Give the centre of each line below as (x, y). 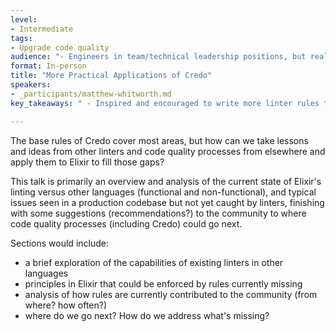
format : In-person (48, 66)
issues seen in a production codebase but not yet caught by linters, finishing (167, 202)
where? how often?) (66, 305)
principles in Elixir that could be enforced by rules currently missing (163, 283)
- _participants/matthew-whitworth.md (91, 94)
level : (24, 19)
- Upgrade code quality (60, 47)
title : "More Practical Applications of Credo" (111, 76)
